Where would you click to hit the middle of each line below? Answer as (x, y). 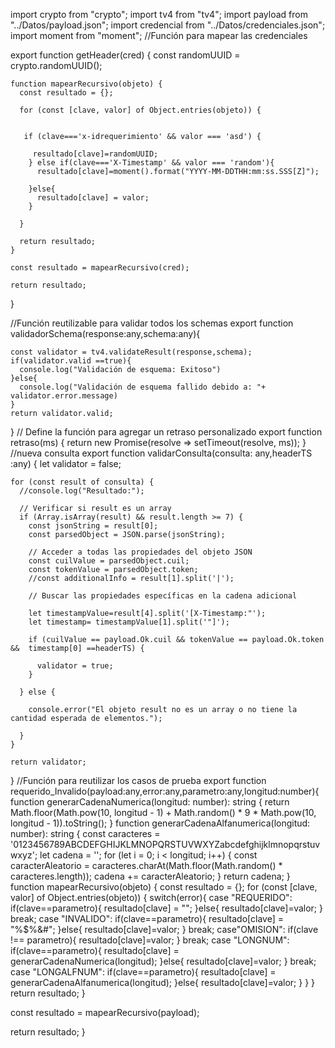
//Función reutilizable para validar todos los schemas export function (152, 323)
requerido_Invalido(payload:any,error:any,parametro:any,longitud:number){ (165, 791)
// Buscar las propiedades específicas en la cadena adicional (163, 596)
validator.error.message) (64, 396)
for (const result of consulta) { (82, 482)
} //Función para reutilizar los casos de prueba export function (138, 780)
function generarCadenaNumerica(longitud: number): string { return (150, 802)
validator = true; (75, 666)
